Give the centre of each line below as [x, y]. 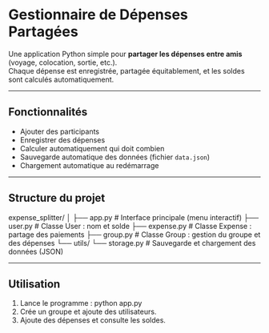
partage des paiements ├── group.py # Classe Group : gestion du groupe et [134, 235]
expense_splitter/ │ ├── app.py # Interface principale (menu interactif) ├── [133, 217]
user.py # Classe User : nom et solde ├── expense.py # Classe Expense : [130, 226]
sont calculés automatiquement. [61, 79]
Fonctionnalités [48, 112]
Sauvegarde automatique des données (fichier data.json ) [115, 157]
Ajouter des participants [60, 131]
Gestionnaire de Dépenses [98, 15]
